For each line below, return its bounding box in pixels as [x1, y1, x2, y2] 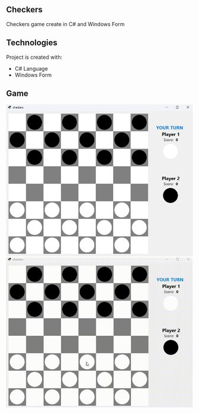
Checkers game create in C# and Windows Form [6, 20, 125, 27]
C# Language [14, 65, 49, 72]
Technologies [6, 38, 58, 48]
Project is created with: [6, 53, 63, 61]
